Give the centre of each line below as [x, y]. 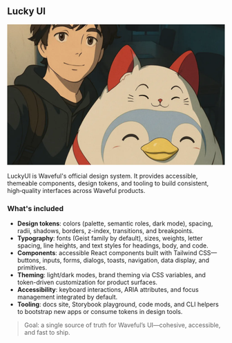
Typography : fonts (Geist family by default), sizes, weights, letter [110, 239]
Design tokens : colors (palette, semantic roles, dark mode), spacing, [115, 223]
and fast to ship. [47, 333]
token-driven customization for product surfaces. [87, 282]
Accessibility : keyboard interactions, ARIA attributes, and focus [108, 290]
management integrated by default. [67, 297]
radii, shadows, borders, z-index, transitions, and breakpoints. [105, 231]
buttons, [29, 260]
